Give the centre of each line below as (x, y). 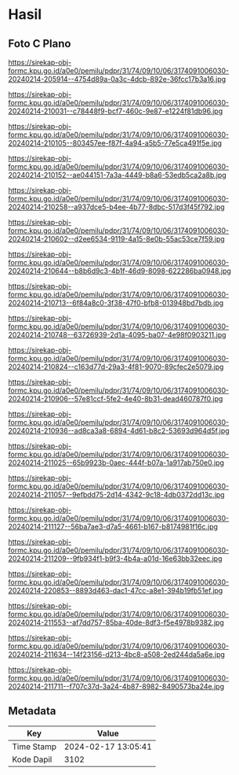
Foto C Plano (40, 44)
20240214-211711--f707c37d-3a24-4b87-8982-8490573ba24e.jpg (116, 686)
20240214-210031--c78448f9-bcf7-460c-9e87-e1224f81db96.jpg (116, 111)
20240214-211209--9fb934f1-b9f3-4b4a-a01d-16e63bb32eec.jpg (115, 559)
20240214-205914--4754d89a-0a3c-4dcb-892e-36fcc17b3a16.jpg (117, 79)
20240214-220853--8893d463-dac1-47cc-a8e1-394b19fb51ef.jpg (116, 590)
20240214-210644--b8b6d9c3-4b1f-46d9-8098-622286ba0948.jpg (119, 271)
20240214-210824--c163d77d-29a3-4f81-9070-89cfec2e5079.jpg (116, 367)
